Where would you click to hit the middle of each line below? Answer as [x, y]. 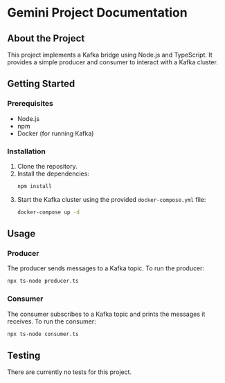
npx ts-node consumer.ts [43, 334]
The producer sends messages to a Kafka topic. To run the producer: [106, 268]
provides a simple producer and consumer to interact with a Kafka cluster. [112, 62]
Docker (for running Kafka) [55, 133]
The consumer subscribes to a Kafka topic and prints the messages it [106, 314]
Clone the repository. [47, 166]
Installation [27, 151]
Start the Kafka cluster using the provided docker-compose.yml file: [111, 199]
